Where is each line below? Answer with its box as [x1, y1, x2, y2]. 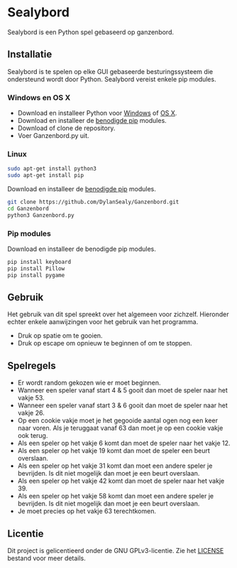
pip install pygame [7, 272, 65, 279]
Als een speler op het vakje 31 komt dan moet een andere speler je [17, 461, 213, 470]
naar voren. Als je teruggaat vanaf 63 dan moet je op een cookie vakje [17, 424, 224, 432]
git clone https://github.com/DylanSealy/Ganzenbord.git [7, 198, 180, 206]
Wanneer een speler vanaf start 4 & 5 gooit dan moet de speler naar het [17, 386, 228, 395]
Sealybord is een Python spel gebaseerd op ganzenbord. [7, 28, 175, 36]
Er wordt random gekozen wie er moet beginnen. [17, 378, 161, 387]
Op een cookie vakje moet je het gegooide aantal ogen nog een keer [17, 417, 219, 425]
